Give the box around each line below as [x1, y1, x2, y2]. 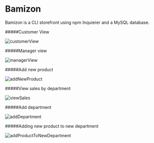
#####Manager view [5, 48, 47, 54]
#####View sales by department [5, 85, 71, 91]
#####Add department [5, 104, 51, 110]
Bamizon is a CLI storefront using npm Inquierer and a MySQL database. [5, 19, 150, 25]
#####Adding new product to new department [5, 123, 99, 129]
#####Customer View [5, 29, 50, 35]
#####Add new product [5, 67, 53, 72]
